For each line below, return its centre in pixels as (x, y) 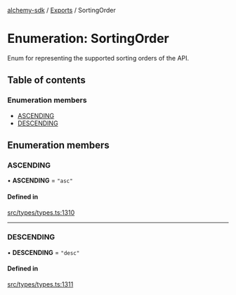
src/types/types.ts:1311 (40, 284)
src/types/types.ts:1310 (41, 212)
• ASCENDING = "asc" (40, 181)
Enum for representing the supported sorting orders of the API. (98, 58)
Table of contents (46, 80)
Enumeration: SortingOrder (88, 39)
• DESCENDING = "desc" (44, 252)
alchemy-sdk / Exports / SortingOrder (61, 10)
